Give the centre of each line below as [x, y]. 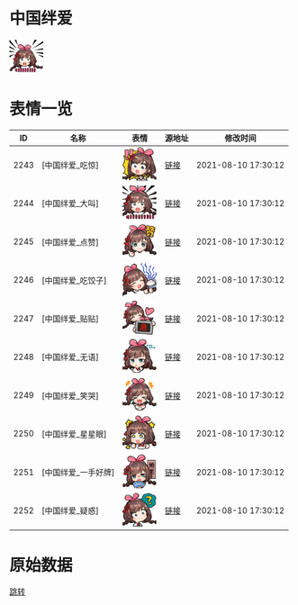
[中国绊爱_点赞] [70, 242]
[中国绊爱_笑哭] [70, 395]
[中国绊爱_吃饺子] [74, 280]
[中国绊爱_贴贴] [70, 319]
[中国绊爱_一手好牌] [78, 473]
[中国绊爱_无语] [70, 357]
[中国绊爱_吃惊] [70, 165]
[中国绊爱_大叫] [70, 203]
